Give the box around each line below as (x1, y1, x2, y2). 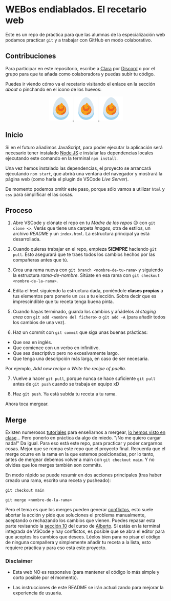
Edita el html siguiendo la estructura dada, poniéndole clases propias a (12, 288, 163, 294)
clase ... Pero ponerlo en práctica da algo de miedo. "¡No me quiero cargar (5, 435, 161, 441)
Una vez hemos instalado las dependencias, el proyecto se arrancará (5, 165, 151, 171)
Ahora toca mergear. (5, 401, 49, 407)
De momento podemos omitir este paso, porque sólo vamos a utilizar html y (5, 186, 165, 192)
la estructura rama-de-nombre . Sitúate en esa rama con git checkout (12, 272, 160, 278)
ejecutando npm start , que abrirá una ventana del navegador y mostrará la (5, 170, 163, 176)
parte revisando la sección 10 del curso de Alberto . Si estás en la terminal (5, 523, 160, 529)
